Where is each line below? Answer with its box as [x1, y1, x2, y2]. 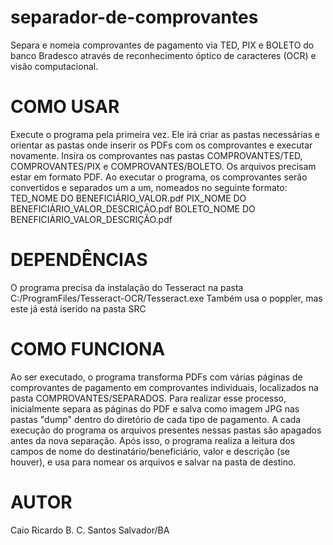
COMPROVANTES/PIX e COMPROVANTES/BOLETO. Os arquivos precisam [10, 160, 317, 172]
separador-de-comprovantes [10, 6, 259, 29]
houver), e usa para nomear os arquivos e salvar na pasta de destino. [10, 456, 297, 468]
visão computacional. [10, 60, 99, 72]
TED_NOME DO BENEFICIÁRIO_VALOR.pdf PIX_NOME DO [10, 192, 247, 204]
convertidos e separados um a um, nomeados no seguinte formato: [10, 181, 288, 193]
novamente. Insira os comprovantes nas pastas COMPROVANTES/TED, [10, 149, 303, 161]
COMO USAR [10, 96, 120, 118]
